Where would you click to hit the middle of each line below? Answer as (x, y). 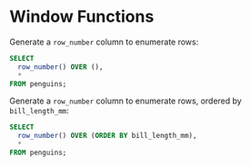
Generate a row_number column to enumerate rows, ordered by (126, 101)
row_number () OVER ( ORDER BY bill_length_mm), (107, 136)
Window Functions (82, 17)
